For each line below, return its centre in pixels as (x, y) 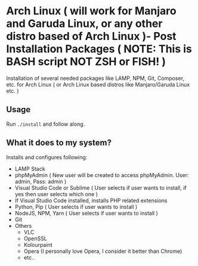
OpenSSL (35, 238)
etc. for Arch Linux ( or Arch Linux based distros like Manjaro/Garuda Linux (98, 84)
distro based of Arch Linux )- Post (92, 36)
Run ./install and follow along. (46, 124)
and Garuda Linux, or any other (84, 24)
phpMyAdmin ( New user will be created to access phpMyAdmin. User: (102, 175)
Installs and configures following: (47, 157)
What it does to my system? (59, 143)
